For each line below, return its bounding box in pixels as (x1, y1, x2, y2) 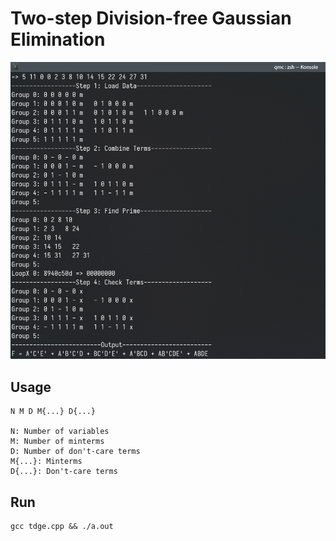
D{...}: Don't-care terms (10, 467, 118, 477)
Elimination (10, 28, 106, 51)
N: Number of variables (10, 427, 110, 437)
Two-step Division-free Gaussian (10, 7, 292, 30)
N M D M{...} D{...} (10, 407, 97, 417)
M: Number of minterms (10, 437, 105, 447)
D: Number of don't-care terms (10, 447, 141, 457)
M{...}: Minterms (10, 457, 83, 467)
